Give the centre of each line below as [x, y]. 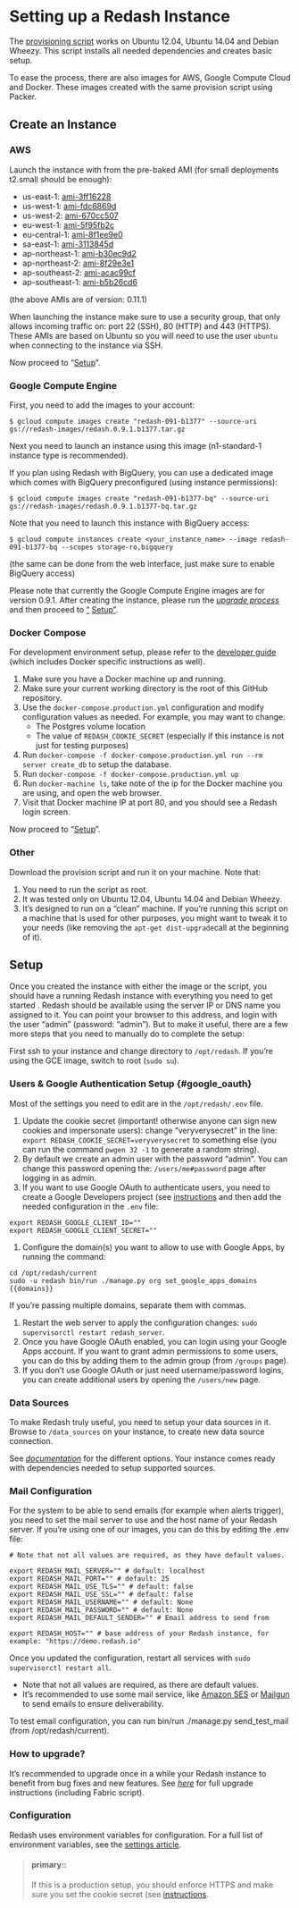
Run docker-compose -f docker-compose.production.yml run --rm [142, 755]
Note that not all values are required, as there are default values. [140, 1685]
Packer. [23, 97]
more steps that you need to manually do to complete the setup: [127, 1034]
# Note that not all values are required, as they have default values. [147, 1556]
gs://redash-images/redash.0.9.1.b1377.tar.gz [97, 429]
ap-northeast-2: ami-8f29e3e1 [78, 263]
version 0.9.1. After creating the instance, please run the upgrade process [144, 600]
